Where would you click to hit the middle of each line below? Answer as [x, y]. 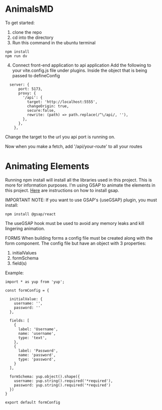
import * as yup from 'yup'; [35, 282]
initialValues [24, 252]
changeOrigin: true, [48, 106]
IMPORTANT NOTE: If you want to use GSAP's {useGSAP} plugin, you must [81, 200]
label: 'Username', [38, 329]
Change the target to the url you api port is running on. [60, 137]
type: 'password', [37, 359]
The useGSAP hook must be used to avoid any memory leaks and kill [75, 223]
